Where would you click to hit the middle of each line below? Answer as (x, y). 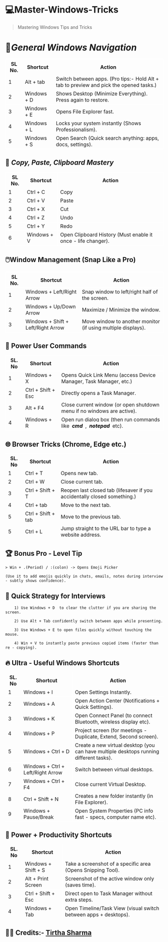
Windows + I (38, 692)
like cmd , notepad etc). (92, 426)
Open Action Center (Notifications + (117, 701)
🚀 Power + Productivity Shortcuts (59, 835)
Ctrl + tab (36, 505)
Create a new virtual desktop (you (115, 745)
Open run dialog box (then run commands (110, 420)
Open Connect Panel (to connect (113, 715)
